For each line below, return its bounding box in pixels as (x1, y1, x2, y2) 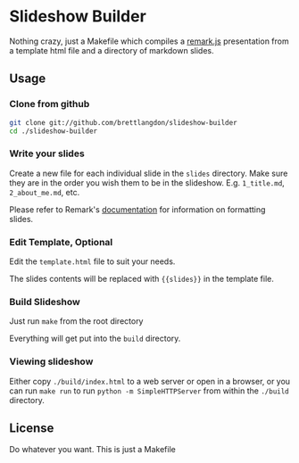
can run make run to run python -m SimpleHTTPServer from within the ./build (9, 385, 290, 396)
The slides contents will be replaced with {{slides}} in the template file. (9, 273, 275, 284)
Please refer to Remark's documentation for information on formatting (9, 203, 266, 215)
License (9, 420, 54, 435)
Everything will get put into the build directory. (9, 333, 181, 344)
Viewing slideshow (9, 355, 94, 368)
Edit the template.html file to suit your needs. (9, 256, 176, 267)
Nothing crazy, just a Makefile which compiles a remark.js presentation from (9, 36, 289, 46)
